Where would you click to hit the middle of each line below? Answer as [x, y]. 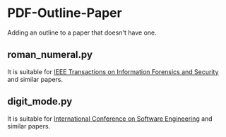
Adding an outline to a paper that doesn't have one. [82, 32]
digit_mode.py [40, 101]
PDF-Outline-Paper [65, 13]
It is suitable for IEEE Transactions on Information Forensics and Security [113, 71]
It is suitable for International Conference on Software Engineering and [110, 119]
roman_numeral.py [50, 55]
